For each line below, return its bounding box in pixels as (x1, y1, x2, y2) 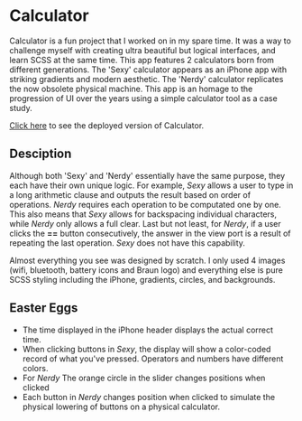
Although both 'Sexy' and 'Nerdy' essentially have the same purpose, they (9, 170, 286, 181)
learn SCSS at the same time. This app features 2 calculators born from (9, 54, 275, 65)
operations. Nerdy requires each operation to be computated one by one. (9, 199, 281, 210)
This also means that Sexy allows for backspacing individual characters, (9, 209, 278, 220)
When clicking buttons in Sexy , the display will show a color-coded (22, 343, 271, 354)
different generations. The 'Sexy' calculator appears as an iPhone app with (9, 64, 287, 75)
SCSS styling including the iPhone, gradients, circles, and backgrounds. (9, 274, 276, 285)
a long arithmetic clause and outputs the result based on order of (9, 189, 251, 200)
